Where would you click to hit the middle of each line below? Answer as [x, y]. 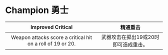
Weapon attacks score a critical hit [51, 37]
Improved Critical [52, 27]
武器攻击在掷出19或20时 [130, 37]
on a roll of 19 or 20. [51, 43]
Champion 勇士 [37, 10]
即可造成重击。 [130, 44]
